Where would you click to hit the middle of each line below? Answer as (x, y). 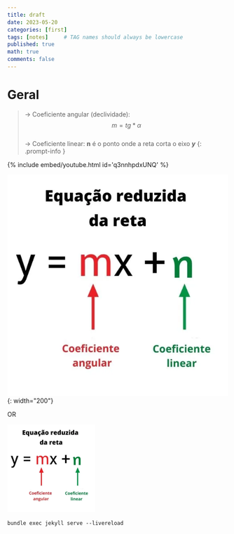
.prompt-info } (45, 151)
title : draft (26, 15)
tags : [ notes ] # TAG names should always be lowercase (95, 37)
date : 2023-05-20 (33, 22)
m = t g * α (126, 125)
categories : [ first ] (37, 29)
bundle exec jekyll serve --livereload (66, 523)
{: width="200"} (30, 401)
